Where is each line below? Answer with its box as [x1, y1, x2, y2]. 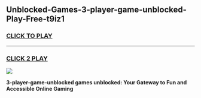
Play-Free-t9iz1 [6, 14, 65, 24]
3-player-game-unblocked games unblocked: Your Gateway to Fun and [6, 78, 187, 86]
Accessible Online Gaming [6, 85, 74, 92]
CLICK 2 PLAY [6, 54, 48, 62]
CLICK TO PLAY [6, 32, 53, 40]
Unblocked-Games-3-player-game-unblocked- [6, 5, 187, 15]
